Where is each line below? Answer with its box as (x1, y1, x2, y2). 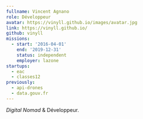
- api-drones (11, 85, 43, 91)
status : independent (16, 52, 67, 58)
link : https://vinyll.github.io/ (6, 25, 88, 31)
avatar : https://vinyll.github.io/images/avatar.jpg (6, 19, 138, 25)
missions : (6, 36, 30, 42)
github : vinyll (6, 30, 43, 36)
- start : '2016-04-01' (11, 42, 67, 47)
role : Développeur (6, 14, 51, 20)
